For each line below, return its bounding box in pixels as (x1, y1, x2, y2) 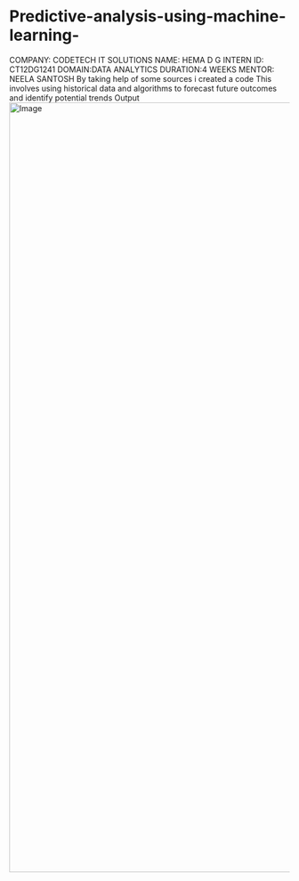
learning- (9, 25, 80, 45)
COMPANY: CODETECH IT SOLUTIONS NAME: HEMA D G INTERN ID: (9, 54, 264, 65)
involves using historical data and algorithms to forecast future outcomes (9, 83, 278, 93)
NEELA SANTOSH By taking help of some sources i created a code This (9, 73, 272, 84)
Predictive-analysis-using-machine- (9, 6, 287, 27)
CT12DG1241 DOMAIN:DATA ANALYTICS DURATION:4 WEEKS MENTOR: (9, 64, 275, 75)
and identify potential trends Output (9, 92, 140, 103)
